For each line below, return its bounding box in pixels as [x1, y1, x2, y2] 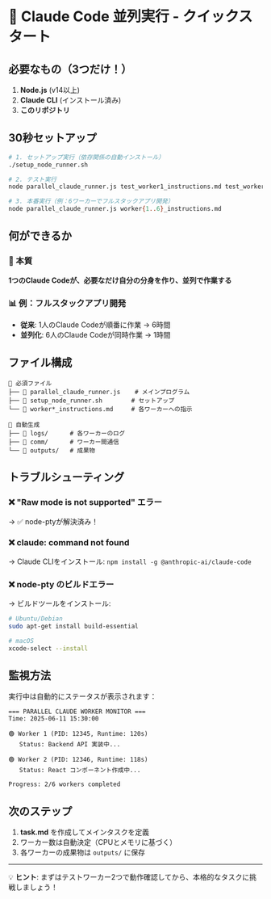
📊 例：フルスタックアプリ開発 [8, 297, 127, 309]
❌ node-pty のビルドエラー [8, 578, 115, 590]
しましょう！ [15, 882, 58, 893]
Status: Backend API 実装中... [19, 741, 121, 749]
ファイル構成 [8, 356, 73, 370]
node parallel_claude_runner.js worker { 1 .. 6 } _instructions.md [8, 205, 222, 213]
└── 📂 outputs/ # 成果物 [8, 446, 95, 455]
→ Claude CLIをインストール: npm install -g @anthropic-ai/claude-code [8, 557, 252, 566]
